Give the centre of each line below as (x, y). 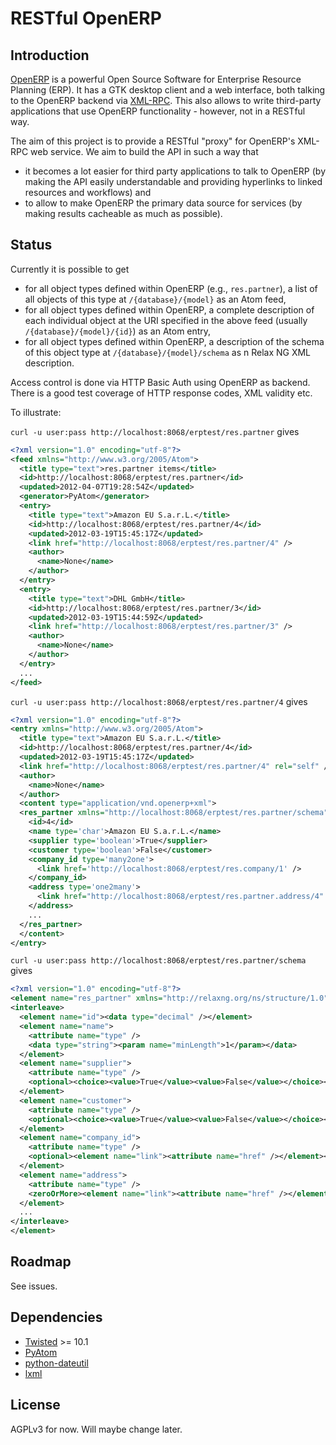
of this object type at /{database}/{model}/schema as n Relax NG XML (168, 352)
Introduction (50, 55)
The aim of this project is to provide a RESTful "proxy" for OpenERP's (153, 141)
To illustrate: (36, 412)
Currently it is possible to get (70, 269)
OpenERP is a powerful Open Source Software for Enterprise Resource (156, 79)
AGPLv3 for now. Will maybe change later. (96, 1429)
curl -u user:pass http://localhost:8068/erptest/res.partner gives (155, 431)
